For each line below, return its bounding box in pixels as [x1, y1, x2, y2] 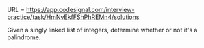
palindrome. [7, 33, 41, 41]
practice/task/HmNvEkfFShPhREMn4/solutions [7, 13, 140, 21]
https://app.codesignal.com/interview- [26, 6, 135, 14]
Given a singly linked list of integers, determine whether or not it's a [7, 26, 198, 34]
